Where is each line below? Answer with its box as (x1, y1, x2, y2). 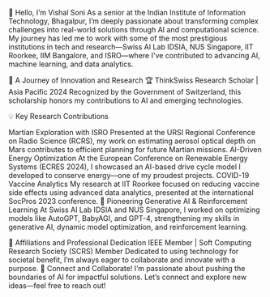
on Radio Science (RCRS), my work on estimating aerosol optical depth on (8, 136, 256, 146)
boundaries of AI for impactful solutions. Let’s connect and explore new (8, 272, 247, 282)
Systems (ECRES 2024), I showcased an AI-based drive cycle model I (8, 162, 242, 172)
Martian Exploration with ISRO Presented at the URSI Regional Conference (8, 128, 255, 137)
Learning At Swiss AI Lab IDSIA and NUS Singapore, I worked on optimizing (8, 205, 261, 214)
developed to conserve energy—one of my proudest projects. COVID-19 (8, 171, 250, 180)
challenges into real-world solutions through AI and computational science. (8, 25, 259, 34)
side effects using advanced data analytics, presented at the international (8, 188, 254, 197)
